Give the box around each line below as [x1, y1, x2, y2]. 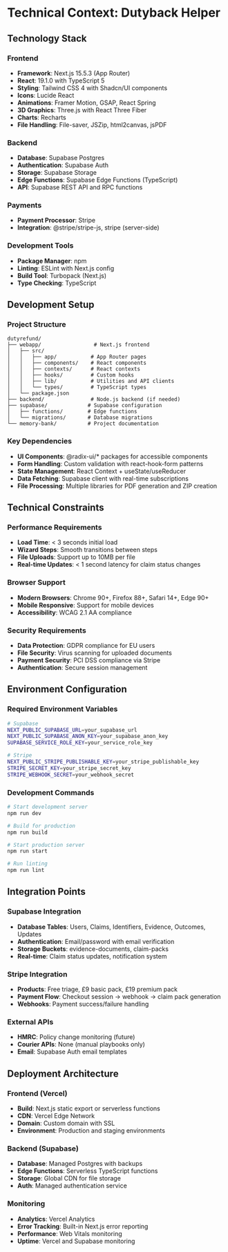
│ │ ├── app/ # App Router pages [7, 354, 147, 361]
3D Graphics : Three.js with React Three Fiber [17, 105, 147, 114]
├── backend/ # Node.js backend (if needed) [7, 396, 181, 403]
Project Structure [7, 320, 66, 329]
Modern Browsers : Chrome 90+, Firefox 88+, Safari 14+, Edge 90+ [17, 593, 209, 601]
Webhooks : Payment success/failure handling [17, 1000, 149, 1008]
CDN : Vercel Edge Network [17, 1111, 95, 1120]
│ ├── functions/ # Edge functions [7, 408, 137, 415]
